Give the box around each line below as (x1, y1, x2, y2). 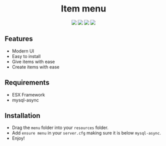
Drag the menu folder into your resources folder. (11, 124, 108, 130)
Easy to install (11, 53, 41, 59)
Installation (4, 111, 40, 120)
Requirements (4, 78, 49, 87)
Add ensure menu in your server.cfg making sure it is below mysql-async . (11, 130, 161, 136)
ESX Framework (11, 91, 45, 97)
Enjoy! (11, 135, 25, 141)
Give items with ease (11, 58, 55, 64)
